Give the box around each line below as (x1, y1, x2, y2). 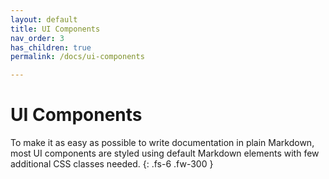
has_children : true (10, 42, 92, 53)
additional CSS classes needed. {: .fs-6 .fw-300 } (10, 158, 214, 170)
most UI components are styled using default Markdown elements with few (10, 147, 320, 160)
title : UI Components (10, 24, 101, 34)
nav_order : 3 (10, 33, 65, 43)
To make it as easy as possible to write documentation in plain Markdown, (10, 137, 315, 149)
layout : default (10, 14, 78, 25)
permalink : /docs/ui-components (10, 52, 145, 62)
